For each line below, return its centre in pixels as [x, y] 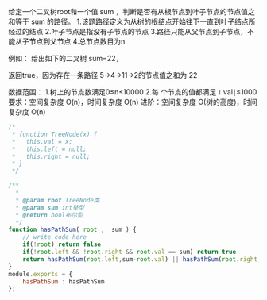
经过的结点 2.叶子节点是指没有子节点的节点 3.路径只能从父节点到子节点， [128, 31]
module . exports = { [41, 274]
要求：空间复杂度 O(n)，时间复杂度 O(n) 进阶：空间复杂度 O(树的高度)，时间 [133, 102]
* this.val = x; [42, 141]
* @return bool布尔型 [49, 215]
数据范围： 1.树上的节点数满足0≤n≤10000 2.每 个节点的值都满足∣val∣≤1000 [133, 92]
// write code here [55, 237]
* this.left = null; [49, 149]
